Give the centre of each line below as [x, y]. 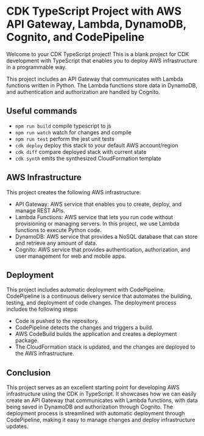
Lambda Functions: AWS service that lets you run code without [94, 217]
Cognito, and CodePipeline [76, 37]
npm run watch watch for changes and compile [73, 132]
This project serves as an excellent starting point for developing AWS [93, 387]
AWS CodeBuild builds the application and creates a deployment [96, 334]
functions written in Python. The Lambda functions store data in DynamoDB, [102, 85]
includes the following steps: [42, 309]
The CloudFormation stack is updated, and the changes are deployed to [105, 347]
